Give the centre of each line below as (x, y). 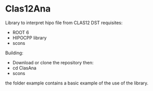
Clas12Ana (28, 9)
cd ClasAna (24, 68)
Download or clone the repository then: (53, 62)
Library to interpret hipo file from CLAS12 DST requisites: (64, 23)
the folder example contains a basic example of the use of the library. (77, 83)
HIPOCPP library (29, 38)
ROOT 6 (21, 32)
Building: (14, 53)
